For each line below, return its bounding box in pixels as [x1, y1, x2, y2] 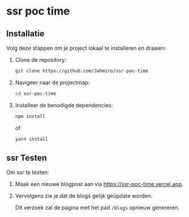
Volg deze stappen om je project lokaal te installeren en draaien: [6, 44, 167, 52]
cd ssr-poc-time [15, 90, 56, 96]
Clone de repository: [15, 56, 67, 63]
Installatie [6, 28, 45, 39]
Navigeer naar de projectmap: [15, 79, 90, 86]
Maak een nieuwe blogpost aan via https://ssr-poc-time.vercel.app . [15, 181, 184, 188]
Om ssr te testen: [6, 169, 50, 176]
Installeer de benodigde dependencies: [15, 101, 113, 109]
